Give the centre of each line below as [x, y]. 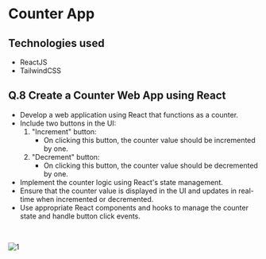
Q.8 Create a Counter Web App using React [117, 96]
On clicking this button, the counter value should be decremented [150, 165]
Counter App [52, 14]
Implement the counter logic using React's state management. [121, 182]
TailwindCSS [40, 71]
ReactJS [33, 62]
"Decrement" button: [66, 157]
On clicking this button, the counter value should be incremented [149, 140]
